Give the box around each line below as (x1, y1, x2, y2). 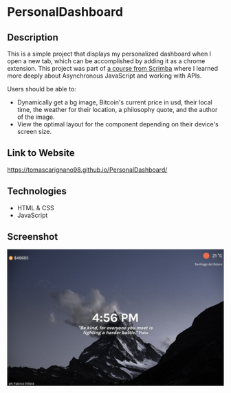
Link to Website (7, 147, 76, 159)
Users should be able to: (7, 85, 77, 93)
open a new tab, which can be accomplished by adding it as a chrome (7, 57, 206, 65)
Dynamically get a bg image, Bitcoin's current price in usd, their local (16, 98, 212, 106)
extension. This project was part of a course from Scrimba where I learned (7, 65, 219, 72)
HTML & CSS (16, 203, 54, 212)
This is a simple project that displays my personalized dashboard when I (7, 49, 212, 58)
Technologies (7, 186, 67, 197)
